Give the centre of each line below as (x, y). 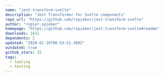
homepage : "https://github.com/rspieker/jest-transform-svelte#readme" (82, 29)
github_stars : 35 (24, 52)
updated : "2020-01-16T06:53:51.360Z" (45, 43)
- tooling (20, 62)
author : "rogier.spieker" (32, 24)
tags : (11, 57)
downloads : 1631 (22, 33)
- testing (20, 66)
